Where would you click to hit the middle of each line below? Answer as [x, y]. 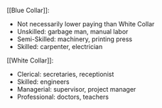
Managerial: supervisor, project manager [76, 89]
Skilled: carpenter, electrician [60, 47]
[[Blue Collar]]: [28, 10]
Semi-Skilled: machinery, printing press [75, 39]
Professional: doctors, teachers [63, 97]
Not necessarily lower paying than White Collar [86, 24]
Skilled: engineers [43, 82]
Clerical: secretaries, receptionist [65, 74]
